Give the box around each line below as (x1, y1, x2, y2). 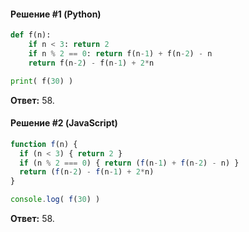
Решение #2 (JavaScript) (10, 117, 118, 129)
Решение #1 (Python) (10, 8, 102, 20)
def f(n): (10, 30, 52, 40)
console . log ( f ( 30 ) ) (10, 195, 101, 205)
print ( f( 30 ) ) (10, 76, 74, 86)
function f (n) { (10, 139, 78, 149)
